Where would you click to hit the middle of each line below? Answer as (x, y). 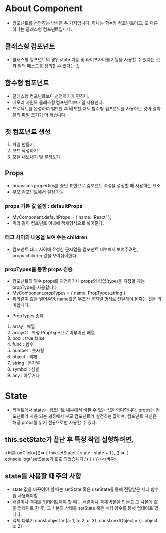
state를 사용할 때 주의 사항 (43, 476)
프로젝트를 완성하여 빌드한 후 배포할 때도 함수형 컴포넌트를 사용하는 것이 (82, 108)
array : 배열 (24, 326)
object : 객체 (25, 357)
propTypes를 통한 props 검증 (39, 269)
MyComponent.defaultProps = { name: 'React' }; (62, 217)
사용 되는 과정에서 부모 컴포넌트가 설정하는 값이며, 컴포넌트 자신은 (93, 416)
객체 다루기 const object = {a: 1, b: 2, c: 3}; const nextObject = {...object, (85, 520)
